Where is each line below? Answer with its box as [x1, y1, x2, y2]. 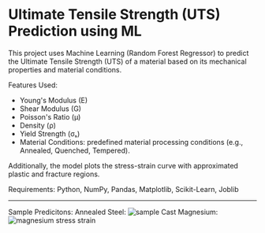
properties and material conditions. [8, 65, 122, 74]
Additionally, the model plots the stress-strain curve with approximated [8, 161, 239, 170]
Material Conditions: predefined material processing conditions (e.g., [19, 137, 244, 146]
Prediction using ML [8, 22, 142, 40]
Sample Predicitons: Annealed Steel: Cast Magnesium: [8, 207, 218, 216]
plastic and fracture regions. [8, 169, 100, 179]
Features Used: [8, 80, 58, 90]
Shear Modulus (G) [19, 104, 81, 113]
